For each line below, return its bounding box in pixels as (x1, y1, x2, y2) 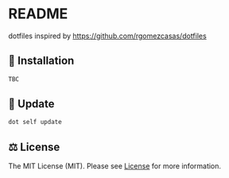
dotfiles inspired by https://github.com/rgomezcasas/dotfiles (8, 31, 207, 41)
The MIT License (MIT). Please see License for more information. (8, 161, 221, 171)
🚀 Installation (8, 54, 75, 68)
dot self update (8, 118, 62, 126)
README (8, 5, 68, 23)
